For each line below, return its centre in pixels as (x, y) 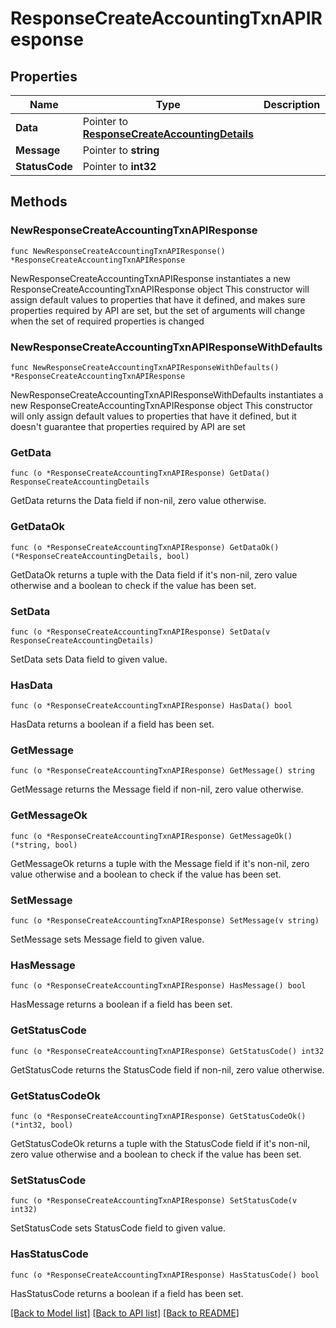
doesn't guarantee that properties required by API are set (128, 426)
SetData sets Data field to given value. (89, 659)
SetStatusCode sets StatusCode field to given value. (118, 1228)
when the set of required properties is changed (107, 321)
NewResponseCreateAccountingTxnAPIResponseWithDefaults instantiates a (167, 394)
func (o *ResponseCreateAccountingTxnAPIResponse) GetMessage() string (162, 771)
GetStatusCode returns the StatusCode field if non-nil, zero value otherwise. (167, 1069)
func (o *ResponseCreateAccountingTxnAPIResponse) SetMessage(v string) (165, 921)
